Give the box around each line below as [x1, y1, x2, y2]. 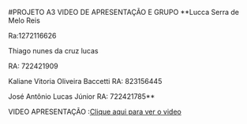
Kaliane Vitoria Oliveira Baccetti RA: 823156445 [8, 77, 163, 86]
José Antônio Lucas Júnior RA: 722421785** [8, 92, 155, 101]
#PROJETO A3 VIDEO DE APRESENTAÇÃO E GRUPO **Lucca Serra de [8, 8, 239, 16]
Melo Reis [8, 16, 41, 25]
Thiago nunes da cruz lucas [8, 46, 99, 55]
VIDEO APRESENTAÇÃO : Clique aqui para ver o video [8, 107, 182, 116]
